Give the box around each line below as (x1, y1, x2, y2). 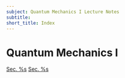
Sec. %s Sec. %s (6, 65, 49, 73)
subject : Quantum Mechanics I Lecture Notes (6, 8, 120, 15)
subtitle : (6, 14, 31, 20)
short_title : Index (6, 20, 55, 26)
